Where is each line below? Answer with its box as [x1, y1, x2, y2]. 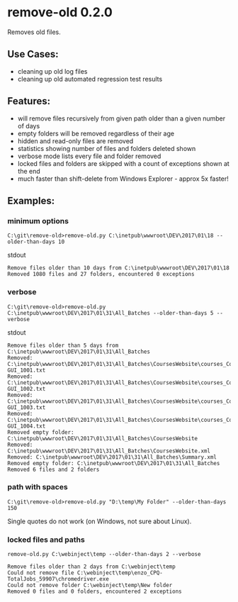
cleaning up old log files [17, 67, 88, 75]
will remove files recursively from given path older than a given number [17, 114, 225, 123]
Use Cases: [7, 48, 59, 60]
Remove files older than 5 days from [7, 342, 119, 349]
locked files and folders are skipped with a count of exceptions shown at [17, 159, 230, 167]
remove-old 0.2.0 [7, 4, 113, 21]
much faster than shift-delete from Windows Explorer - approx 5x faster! [17, 174, 229, 183]
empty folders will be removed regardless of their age [17, 129, 175, 138]
